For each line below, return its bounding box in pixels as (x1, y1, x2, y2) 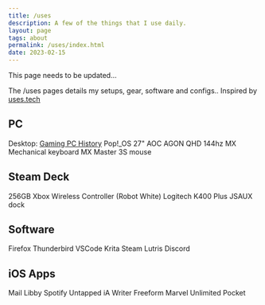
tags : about (8, 33, 48, 42)
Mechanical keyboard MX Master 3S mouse (8, 147, 152, 156)
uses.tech (8, 95, 41, 104)
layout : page (8, 26, 52, 34)
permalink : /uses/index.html (8, 41, 105, 49)
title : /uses (8, 11, 52, 20)
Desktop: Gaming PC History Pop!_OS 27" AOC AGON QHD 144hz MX (8, 139, 237, 148)
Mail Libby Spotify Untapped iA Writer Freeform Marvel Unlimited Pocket (8, 288, 246, 298)
